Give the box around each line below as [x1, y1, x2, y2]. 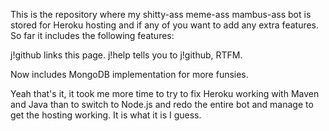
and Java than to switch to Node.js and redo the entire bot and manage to [10, 99, 314, 110]
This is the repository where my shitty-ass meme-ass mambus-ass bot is [10, 9, 312, 20]
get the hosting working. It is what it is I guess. [10, 109, 202, 121]
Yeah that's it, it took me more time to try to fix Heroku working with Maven [10, 88, 320, 99]
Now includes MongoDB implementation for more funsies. [10, 69, 249, 80]
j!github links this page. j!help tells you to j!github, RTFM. [10, 49, 243, 61]
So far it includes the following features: [10, 30, 175, 41]
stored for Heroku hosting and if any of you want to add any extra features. [10, 19, 320, 31]
